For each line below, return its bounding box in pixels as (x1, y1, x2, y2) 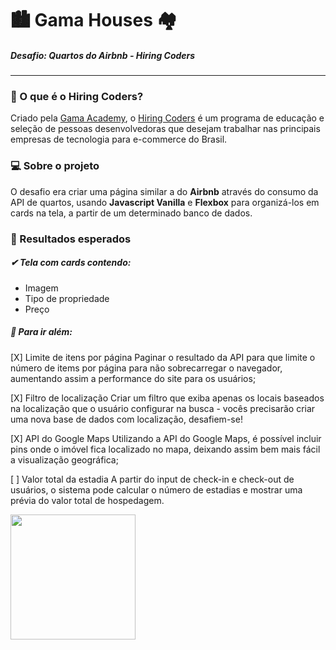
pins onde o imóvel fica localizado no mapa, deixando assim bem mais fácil (10, 443, 321, 455)
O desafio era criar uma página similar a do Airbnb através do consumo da (10, 185, 319, 197)
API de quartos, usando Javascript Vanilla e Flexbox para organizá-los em (10, 196, 320, 208)
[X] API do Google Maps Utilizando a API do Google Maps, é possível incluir (10, 432, 322, 444)
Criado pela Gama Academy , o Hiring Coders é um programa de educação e (10, 112, 325, 124)
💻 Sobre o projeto (10, 159, 100, 173)
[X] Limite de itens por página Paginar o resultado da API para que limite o (10, 351, 316, 363)
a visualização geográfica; (10, 453, 119, 466)
